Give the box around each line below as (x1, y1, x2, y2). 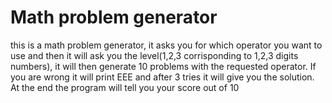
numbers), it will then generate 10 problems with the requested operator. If (10, 60, 317, 72)
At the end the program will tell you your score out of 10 (10, 81, 240, 93)
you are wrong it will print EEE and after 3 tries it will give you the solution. (10, 71, 315, 83)
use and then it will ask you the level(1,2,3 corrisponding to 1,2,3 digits (10, 49, 299, 61)
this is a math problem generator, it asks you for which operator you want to (10, 39, 323, 51)
